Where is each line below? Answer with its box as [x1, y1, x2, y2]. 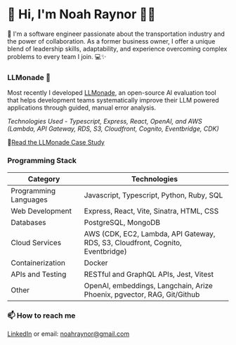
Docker [84, 258, 108, 268]
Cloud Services [11, 237, 62, 247]
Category [27, 174, 60, 183]
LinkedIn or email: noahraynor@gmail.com [7, 330, 130, 338]
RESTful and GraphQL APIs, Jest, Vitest [84, 269, 214, 279]
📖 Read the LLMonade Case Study [7, 138, 105, 147]
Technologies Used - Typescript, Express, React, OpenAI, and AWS [7, 117, 202, 126]
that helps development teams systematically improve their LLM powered [7, 96, 219, 105]
